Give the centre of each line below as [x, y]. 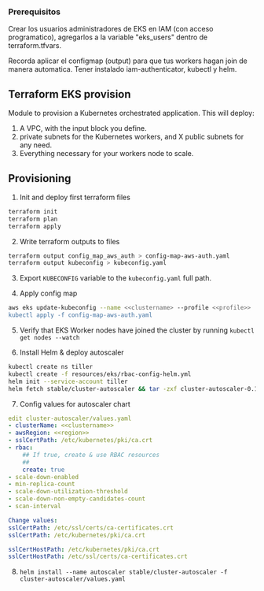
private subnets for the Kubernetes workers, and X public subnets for [132, 137]
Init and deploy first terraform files [75, 197]
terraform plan [33, 219]
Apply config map [48, 293]
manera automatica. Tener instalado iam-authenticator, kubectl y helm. [123, 69]
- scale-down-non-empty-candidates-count [77, 499]
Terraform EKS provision [70, 94]
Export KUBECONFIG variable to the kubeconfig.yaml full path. [115, 278]
